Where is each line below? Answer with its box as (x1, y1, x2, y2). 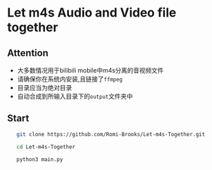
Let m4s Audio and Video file (7, 5, 177, 21)
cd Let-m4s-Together (16, 143, 76, 150)
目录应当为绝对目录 (17, 84, 73, 91)
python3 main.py (16, 155, 64, 163)
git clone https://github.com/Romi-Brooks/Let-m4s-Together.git (16, 131, 206, 138)
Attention (7, 47, 48, 59)
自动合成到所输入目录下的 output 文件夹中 (17, 92, 133, 100)
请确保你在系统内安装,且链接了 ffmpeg (17, 75, 123, 83)
